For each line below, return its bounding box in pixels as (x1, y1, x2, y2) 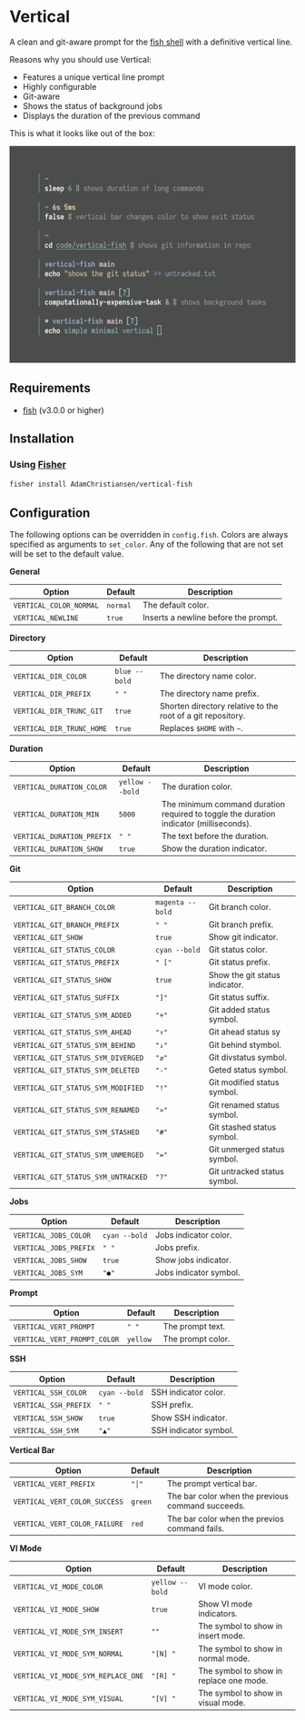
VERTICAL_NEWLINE (13, 614, 79, 623)
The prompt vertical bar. (167, 1478, 258, 1489)
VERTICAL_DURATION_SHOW (13, 845, 103, 855)
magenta (155, 898, 184, 907)
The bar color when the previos (167, 1513, 284, 1524)
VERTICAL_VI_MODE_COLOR (13, 1583, 103, 1592)
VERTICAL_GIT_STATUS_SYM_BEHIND (13, 1041, 136, 1050)
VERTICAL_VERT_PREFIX (13, 1480, 95, 1489)
